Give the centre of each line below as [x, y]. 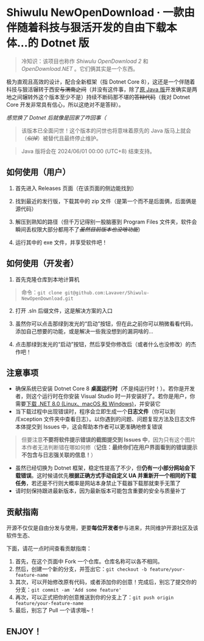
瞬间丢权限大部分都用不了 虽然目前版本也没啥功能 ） [79, 229]
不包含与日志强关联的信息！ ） [58, 455]
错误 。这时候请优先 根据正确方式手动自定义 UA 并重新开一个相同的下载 [108, 476]
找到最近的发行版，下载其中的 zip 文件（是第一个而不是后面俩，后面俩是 [106, 201]
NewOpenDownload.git [47, 299]
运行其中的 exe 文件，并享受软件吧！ [61, 242]
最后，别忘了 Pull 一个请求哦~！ [55, 610]
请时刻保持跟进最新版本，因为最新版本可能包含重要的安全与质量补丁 [100, 491]
